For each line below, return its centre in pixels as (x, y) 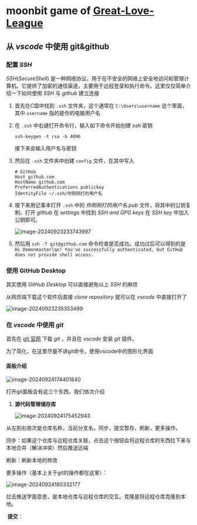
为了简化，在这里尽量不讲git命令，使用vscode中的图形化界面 (80, 351)
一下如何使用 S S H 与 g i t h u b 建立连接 (55, 93)
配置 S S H (19, 65)
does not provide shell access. (54, 255)
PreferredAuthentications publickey (59, 187)
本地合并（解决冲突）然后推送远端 (47, 447)
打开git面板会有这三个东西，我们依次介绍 (55, 391)
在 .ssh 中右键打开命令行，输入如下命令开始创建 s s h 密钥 (84, 125)
